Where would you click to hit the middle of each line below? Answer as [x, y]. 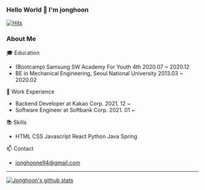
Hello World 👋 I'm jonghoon [48, 10]
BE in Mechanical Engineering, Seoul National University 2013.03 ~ [99, 73]
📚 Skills [16, 122]
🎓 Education [23, 53]
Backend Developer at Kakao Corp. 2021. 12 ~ [73, 103]
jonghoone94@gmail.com [48, 163]
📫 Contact [20, 148]
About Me [21, 39]
